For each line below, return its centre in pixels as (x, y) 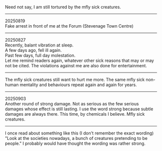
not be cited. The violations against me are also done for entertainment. (76, 66)
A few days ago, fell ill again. (33, 50)
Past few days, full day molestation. (40, 55)
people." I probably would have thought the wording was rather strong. (75, 143)
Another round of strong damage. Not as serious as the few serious (72, 104)
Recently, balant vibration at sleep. (39, 45)
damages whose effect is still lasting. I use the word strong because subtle (79, 109)
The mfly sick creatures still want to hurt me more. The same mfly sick (75, 80)
